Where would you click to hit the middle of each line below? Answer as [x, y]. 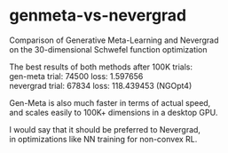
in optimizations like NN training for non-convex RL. [103, 139]
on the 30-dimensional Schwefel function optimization [108, 49]
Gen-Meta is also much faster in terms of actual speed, [110, 102]
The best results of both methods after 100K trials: [101, 67]
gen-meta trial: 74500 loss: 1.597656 [76, 76]
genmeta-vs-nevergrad [98, 16]
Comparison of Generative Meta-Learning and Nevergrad [114, 40]
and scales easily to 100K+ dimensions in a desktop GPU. [114, 112]
